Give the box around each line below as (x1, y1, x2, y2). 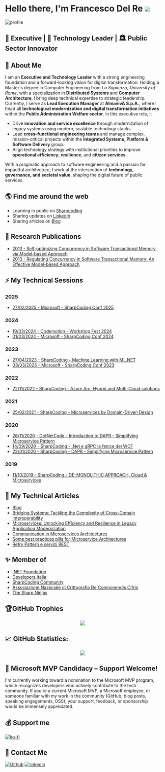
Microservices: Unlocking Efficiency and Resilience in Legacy (12, 520, 137, 526)
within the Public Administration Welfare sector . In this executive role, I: (5, 111, 152, 117)
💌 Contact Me (5, 748, 48, 757)
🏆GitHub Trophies (5, 605, 64, 613)
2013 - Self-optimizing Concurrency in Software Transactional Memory (12, 245, 156, 252)
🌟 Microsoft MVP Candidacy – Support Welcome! (5, 664, 158, 672)
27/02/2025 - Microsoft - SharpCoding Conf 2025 (12, 304, 114, 311)
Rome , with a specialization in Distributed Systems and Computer (5, 90, 140, 96)
